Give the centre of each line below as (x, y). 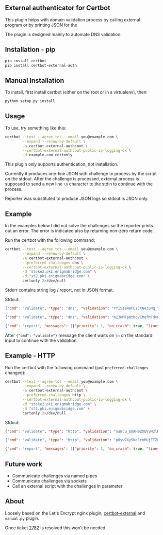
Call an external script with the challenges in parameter (67, 486)
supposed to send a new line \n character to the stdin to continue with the (79, 184)
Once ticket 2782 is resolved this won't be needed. (56, 528)
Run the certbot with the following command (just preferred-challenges (77, 367)
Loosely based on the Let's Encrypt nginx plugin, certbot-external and (75, 513)
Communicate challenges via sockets (49, 481)
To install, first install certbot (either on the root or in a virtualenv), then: (76, 92)
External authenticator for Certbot (58, 8)
